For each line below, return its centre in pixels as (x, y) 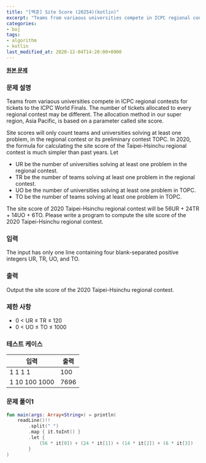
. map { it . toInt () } (55, 432)
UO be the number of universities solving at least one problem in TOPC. (105, 190)
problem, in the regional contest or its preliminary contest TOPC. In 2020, (99, 139)
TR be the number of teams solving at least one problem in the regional (105, 177)
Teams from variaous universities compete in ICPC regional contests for (97, 101)
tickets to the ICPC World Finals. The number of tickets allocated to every (99, 108)
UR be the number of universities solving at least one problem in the (101, 164)
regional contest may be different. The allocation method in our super (94, 115)
